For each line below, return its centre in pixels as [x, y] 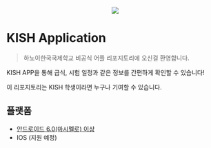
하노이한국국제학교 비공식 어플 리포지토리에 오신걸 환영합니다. [107, 58]
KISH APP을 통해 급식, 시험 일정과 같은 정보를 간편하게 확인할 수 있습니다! [105, 72]
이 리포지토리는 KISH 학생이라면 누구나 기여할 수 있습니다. [84, 87]
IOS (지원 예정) [37, 137]
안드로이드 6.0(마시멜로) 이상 [56, 129]
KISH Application [56, 38]
